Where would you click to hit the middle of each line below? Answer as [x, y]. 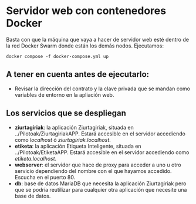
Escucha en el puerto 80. [45, 177]
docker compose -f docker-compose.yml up [58, 56]
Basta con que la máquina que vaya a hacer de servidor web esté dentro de [98, 39]
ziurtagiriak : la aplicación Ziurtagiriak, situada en [74, 127]
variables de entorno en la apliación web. [64, 94]
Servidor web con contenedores [86, 11]
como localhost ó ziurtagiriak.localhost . [63, 140]
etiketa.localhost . [36, 158]
